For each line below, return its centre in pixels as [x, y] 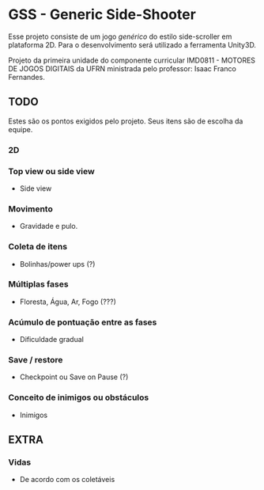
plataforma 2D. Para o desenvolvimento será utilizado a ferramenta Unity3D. [132, 44]
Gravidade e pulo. [49, 226]
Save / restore [36, 360]
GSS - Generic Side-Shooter [102, 15]
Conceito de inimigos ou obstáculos [79, 397]
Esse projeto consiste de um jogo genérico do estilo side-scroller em [120, 36]
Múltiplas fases [38, 284]
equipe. [21, 129]
